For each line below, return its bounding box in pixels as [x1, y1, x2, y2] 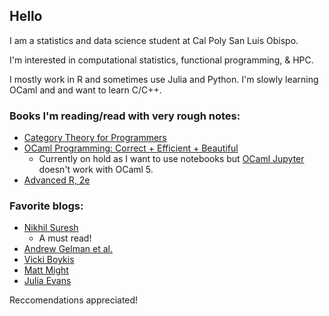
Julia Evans [23, 275, 72, 287]
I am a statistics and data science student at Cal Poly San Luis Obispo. [9, 34, 299, 46]
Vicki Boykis [23, 254, 75, 266]
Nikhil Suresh [23, 222, 79, 234]
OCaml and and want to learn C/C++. [9, 84, 162, 96]
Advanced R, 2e [23, 174, 91, 186]
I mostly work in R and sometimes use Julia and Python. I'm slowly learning [9, 73, 319, 85]
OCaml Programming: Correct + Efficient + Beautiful [23, 142, 239, 154]
